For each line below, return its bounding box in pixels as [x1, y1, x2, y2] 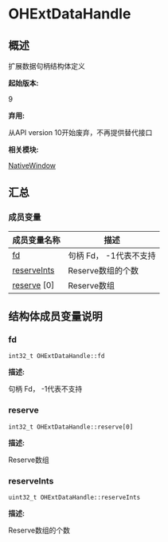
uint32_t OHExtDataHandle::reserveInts [8, 493, 141, 501]
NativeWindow [8, 161, 57, 170]
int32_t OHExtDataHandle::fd [8, 353, 105, 361]
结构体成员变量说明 [8, 309, 103, 324]
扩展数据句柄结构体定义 [8, 62, 85, 70]
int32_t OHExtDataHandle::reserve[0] [8, 423, 134, 431]
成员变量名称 [12, 234, 61, 245]
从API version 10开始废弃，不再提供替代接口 [8, 128, 153, 137]
